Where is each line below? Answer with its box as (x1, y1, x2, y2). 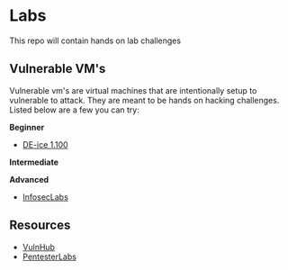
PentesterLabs (22, 251, 76, 262)
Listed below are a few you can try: (9, 104, 139, 115)
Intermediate (9, 157, 58, 167)
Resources (9, 218, 71, 233)
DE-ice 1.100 (22, 139, 69, 149)
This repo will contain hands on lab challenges (9, 35, 182, 46)
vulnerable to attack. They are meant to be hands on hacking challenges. (9, 94, 280, 105)
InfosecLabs (22, 191, 69, 202)
